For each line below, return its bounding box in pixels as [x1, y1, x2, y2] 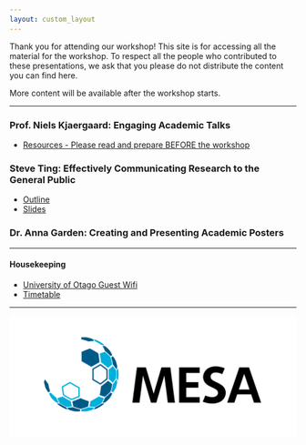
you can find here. [9, 69, 78, 81]
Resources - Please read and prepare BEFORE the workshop [22, 139, 250, 150]
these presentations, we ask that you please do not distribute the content [9, 60, 284, 71]
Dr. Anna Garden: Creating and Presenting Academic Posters [9, 227, 284, 239]
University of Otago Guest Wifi [22, 278, 138, 290]
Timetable [22, 288, 61, 299]
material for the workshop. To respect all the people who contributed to [9, 50, 278, 61]
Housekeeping [9, 259, 66, 270]
